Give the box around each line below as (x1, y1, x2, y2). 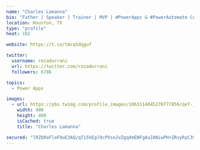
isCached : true (17, 118, 55, 124)
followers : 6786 (11, 69, 52, 75)
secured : (6, 135, 28, 140)
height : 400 (17, 112, 46, 118)
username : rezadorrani (11, 58, 68, 64)
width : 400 (17, 107, 44, 113)
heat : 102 (6, 31, 31, 37)
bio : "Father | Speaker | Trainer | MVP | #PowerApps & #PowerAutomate (6, 14, 187, 20)
